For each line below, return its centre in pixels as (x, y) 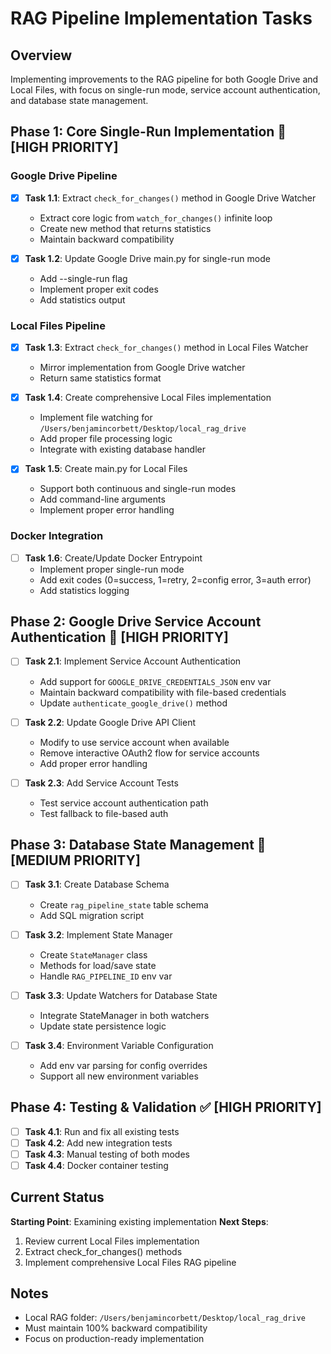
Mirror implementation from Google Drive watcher (142, 368)
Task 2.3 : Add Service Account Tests (101, 783)
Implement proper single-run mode (112, 569)
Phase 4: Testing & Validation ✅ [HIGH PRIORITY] (166, 1107)
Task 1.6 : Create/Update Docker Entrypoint (113, 558)
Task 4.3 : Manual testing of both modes (107, 1154)
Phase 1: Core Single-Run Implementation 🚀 (148, 132)
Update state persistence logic (103, 1026)
